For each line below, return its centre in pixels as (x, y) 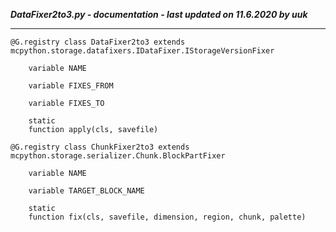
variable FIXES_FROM (71, 86)
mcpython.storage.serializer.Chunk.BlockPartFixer (118, 156)
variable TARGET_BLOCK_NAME (86, 191)
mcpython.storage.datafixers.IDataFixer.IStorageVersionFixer (142, 51)
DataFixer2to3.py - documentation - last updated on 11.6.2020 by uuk (159, 14)
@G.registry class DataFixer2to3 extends (98, 42)
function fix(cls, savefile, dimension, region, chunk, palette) (167, 217)
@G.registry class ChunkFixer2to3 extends (100, 147)
